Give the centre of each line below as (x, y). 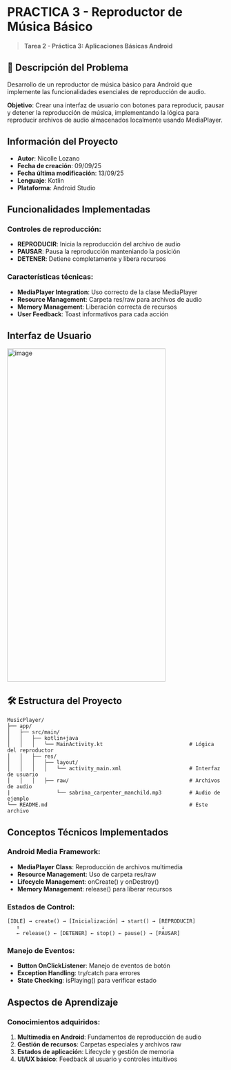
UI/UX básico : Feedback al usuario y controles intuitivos (97, 1059)
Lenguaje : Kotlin (40, 180)
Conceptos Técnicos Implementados (88, 832)
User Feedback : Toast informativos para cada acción (93, 314)
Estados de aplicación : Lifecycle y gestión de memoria (96, 1052)
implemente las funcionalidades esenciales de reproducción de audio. (107, 91)
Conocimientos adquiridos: (54, 1022)
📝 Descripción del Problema (68, 67)
